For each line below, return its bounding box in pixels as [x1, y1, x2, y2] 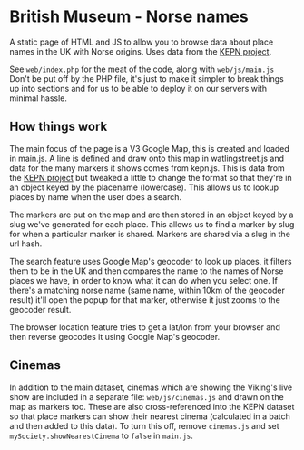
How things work [9, 119, 108, 135]
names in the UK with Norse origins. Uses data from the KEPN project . [9, 45, 272, 56]
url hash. [9, 238, 43, 249]
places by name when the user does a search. [9, 191, 182, 202]
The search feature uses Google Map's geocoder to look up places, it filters [9, 255, 292, 266]
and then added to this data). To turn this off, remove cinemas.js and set [9, 420, 279, 431]
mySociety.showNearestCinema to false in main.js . [9, 430, 193, 441]
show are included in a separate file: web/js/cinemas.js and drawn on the [9, 391, 284, 402]
